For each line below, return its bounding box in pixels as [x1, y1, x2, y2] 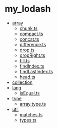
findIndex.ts [19, 63, 44, 69]
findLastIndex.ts [19, 68, 53, 74]
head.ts [19, 74, 36, 80]
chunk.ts [19, 25, 38, 31]
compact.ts [19, 30, 43, 37]
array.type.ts [19, 101, 46, 107]
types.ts [19, 117, 37, 123]
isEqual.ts [19, 90, 40, 96]
